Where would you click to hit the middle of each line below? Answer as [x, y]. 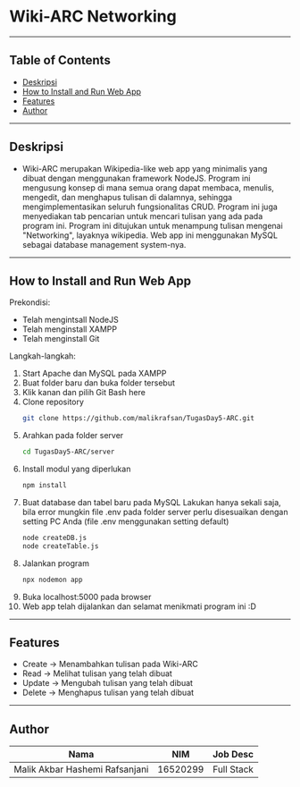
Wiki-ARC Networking [93, 17]
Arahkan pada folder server [73, 436]
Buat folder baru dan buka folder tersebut [99, 383]
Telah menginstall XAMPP [70, 329]
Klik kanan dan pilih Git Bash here [83, 393]
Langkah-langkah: [42, 356]
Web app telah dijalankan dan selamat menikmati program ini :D [139, 606]
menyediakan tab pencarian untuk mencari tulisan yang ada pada [142, 216]
